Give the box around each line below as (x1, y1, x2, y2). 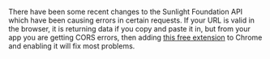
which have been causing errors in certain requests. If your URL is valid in (8, 15, 255, 25)
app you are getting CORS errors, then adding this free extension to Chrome (8, 32, 263, 42)
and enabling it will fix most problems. (8, 41, 135, 51)
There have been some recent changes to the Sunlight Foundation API (8, 7, 243, 16)
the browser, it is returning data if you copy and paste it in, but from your (8, 24, 251, 33)
